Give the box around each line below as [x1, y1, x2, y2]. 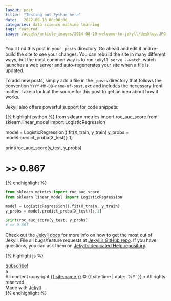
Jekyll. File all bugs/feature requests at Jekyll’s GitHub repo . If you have [5, 237, 157, 243]
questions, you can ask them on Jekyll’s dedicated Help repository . [5, 243, 147, 249]
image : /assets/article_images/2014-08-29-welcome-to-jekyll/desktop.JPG [5, 31, 166, 37]
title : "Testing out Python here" [5, 12, 81, 17]
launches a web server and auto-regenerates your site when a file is [5, 62, 149, 68]
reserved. [5, 279, 26, 286]
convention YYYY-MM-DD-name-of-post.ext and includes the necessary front [5, 83, 163, 89]
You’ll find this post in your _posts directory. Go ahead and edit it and [5, 46, 151, 51]
